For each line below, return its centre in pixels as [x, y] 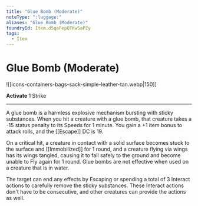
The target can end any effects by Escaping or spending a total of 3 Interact [98, 179]
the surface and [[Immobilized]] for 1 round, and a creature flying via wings [97, 149]
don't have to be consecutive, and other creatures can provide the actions [96, 191]
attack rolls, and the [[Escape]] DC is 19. [55, 131]
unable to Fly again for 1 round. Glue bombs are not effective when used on [98, 161]
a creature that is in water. [38, 168]
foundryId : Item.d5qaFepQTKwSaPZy [49, 28]
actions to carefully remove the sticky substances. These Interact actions [95, 185]
